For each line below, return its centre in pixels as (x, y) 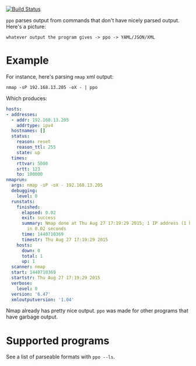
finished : (29, 207)
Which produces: (27, 98)
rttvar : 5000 (32, 163)
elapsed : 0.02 (39, 213)
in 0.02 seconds (47, 229)
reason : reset (34, 142)
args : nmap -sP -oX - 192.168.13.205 (57, 185)
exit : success (39, 218)
